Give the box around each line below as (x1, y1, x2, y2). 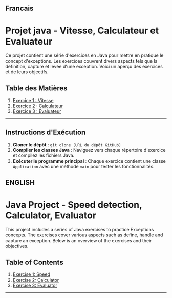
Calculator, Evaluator (5, 210, 96, 221)
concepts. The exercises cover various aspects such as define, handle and (5, 232, 163, 238)
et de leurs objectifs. (5, 69, 49, 75)
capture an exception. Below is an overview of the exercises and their (5, 237, 152, 244)
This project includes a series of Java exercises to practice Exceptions (5, 227, 154, 233)
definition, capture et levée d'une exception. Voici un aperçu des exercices (5, 64, 163, 70)
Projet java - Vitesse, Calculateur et (5, 25, 159, 36)
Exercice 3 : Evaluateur (12, 108, 61, 114)
